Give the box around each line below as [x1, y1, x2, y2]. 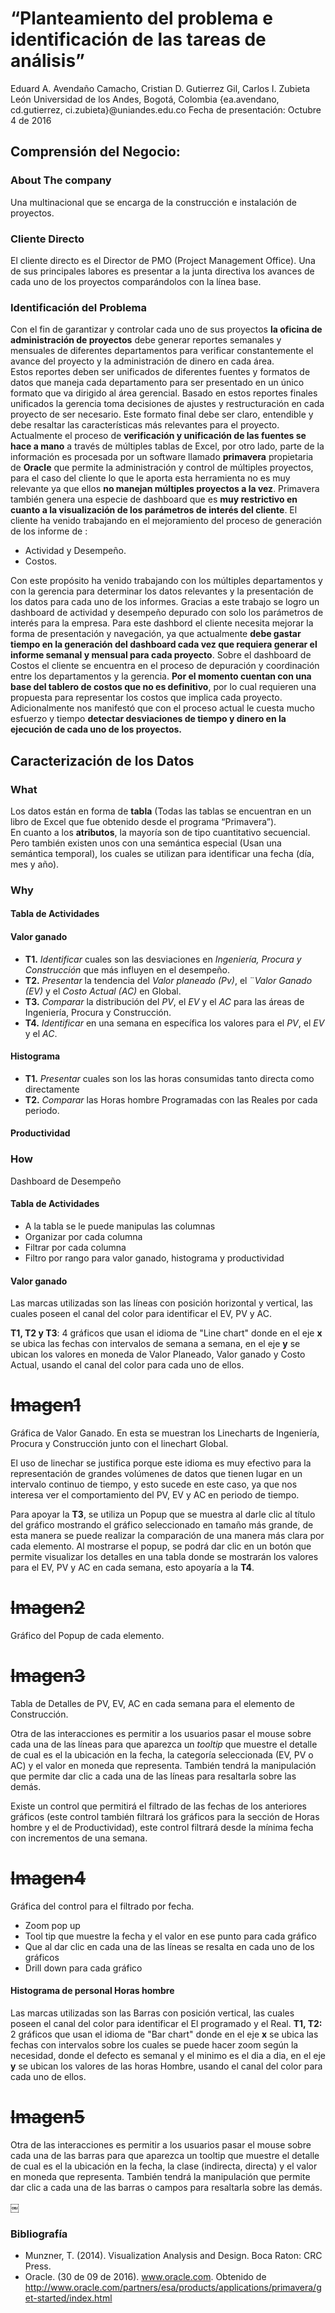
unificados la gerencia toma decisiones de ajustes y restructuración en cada [10, 398, 325, 410]
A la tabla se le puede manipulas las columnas [24, 1220, 216, 1232]
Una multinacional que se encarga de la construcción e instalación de [10, 196, 297, 208]
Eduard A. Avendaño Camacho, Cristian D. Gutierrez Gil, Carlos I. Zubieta [10, 82, 311, 94]
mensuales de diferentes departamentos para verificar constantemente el [10, 345, 314, 357]
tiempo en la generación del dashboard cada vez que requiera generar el [10, 638, 318, 651]
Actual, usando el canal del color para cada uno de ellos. [10, 1359, 245, 1371]
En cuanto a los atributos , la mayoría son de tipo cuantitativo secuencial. [10, 826, 311, 838]
